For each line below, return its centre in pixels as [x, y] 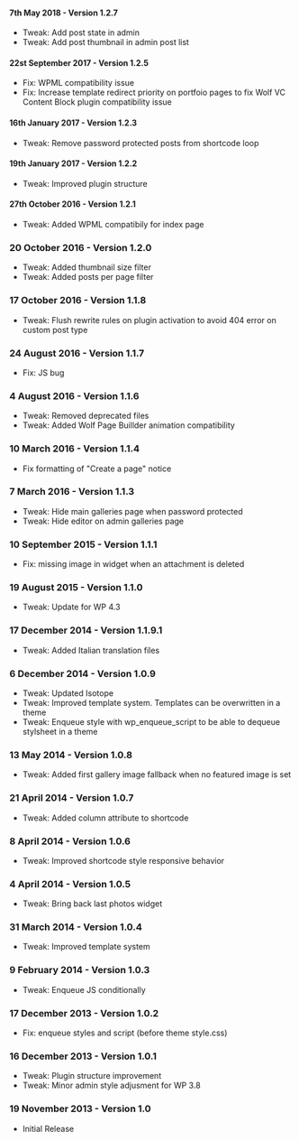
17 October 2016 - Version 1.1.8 [78, 301]
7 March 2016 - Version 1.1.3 [72, 492]
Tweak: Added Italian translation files [91, 650]
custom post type [55, 329]
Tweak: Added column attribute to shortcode [105, 818]
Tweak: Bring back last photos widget [92, 904]
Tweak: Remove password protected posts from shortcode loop [140, 143]
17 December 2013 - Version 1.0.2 [84, 1013]
